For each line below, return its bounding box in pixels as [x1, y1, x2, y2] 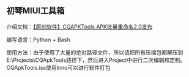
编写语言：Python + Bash [6, 36, 70, 43]
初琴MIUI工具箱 [6, 5, 65, 16]
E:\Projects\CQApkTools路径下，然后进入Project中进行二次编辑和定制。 [6, 56, 186, 64]
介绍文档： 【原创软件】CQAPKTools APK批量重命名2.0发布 [6, 23, 153, 30]
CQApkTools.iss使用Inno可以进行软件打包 [6, 64, 111, 71]
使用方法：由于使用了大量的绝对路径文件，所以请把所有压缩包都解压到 [6, 49, 183, 56]
